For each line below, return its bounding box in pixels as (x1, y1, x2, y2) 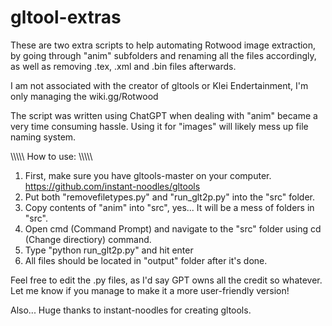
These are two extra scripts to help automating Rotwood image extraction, (10, 39, 317, 51)
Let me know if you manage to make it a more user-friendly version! (10, 284, 290, 296)
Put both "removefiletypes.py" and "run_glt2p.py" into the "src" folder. (24, 191, 316, 203)
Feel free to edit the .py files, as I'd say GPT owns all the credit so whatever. (10, 274, 323, 286)
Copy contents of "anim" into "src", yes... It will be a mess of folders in (24, 201, 315, 213)
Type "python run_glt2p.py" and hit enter (24, 244, 194, 256)
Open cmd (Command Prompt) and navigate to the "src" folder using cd (24, 222, 322, 235)
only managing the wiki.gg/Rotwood (10, 90, 159, 102)
